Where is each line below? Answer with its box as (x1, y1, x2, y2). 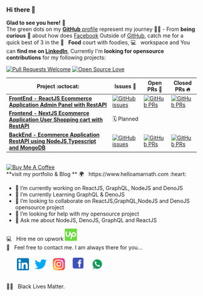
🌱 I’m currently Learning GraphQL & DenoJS (14, 191, 125, 199)
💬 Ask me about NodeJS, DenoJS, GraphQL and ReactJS (14, 217, 157, 224)
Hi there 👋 (6, 5, 36, 14)
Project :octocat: (36, 82, 80, 90)
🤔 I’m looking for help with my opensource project (14, 210, 140, 217)
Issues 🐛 (114, 82, 137, 90)
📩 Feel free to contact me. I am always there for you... (6, 244, 143, 251)
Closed (173, 79, 192, 87)
